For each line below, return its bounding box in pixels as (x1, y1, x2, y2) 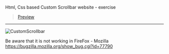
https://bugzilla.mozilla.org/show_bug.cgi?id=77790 (5, 43, 113, 49)
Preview (17, 14, 35, 19)
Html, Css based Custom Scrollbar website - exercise (5, 4, 116, 10)
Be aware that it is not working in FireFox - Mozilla (5, 38, 109, 44)
